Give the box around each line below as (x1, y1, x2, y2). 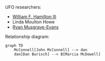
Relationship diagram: (5, 34, 50, 39)
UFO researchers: (5, 4, 42, 10)
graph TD (5, 43, 23, 48)
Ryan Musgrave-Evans (12, 24, 59, 30)
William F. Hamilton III (12, 14, 56, 19)
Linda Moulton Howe (12, 19, 55, 25)
